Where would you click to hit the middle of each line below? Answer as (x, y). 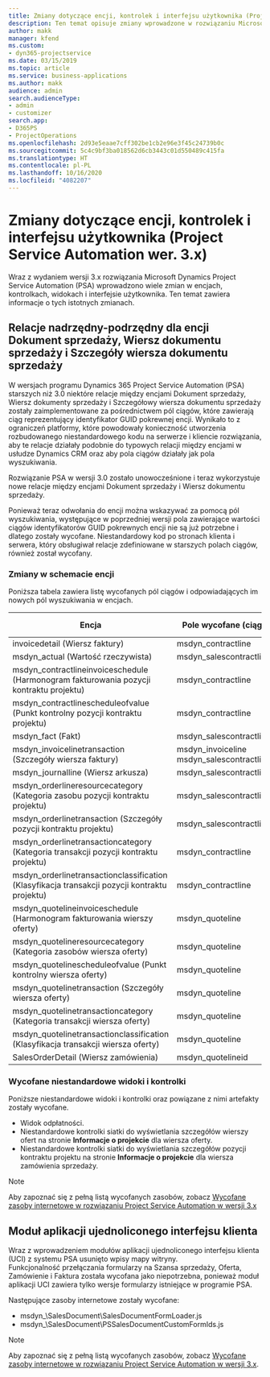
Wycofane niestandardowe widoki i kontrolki (97, 1081)
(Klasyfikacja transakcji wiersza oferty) (86, 1044)
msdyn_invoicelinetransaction (69, 749)
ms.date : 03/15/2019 (43, 61)
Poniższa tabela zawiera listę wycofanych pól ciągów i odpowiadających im (133, 591)
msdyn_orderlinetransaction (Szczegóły (88, 818)
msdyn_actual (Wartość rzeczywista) (82, 656)
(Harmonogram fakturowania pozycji (82, 680)
